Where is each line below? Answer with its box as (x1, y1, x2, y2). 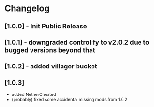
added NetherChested (11, 92, 56, 97)
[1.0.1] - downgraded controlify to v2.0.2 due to (4, 38, 150, 46)
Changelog (4, 3, 50, 14)
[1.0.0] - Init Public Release (4, 22, 88, 30)
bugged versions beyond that (4, 46, 95, 54)
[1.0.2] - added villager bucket (4, 62, 97, 70)
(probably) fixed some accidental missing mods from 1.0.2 (11, 97, 128, 103)
